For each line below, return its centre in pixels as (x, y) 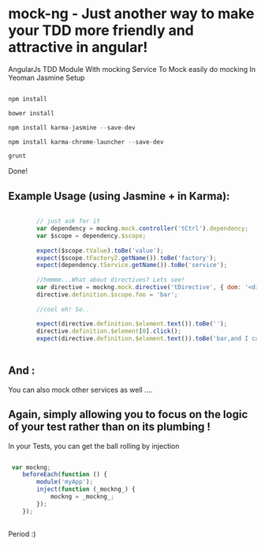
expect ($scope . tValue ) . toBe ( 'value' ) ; (100, 250)
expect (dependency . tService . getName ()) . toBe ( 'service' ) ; (132, 265)
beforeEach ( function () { (65, 475)
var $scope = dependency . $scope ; (91, 235)
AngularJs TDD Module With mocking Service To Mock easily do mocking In (132, 69)
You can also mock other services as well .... (80, 390)
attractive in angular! (78, 47)
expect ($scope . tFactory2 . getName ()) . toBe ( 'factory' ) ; (127, 258)
